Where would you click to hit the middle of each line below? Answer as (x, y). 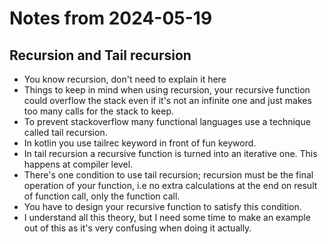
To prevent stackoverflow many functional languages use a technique (167, 121)
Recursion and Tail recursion (100, 55)
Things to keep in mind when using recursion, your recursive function (167, 90)
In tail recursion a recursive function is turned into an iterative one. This (170, 153)
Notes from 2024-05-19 (111, 18)
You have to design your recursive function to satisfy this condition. (162, 206)
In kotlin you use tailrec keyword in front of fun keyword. (140, 143)
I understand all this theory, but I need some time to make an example (167, 217)
